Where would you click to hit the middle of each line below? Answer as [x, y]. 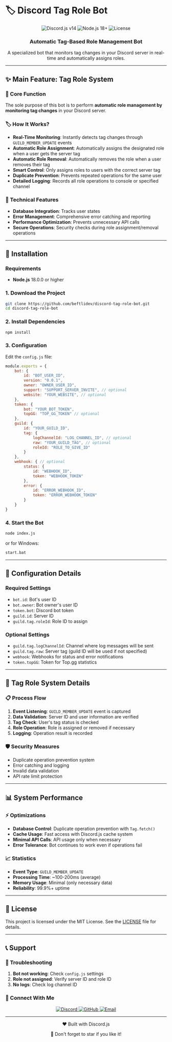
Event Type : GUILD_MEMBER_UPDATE [48, 872]
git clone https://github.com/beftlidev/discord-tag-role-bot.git [78, 304]
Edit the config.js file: [29, 356]
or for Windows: [22, 543]
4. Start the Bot [25, 523]
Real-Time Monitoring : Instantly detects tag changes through [78, 137]
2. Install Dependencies [35, 321]
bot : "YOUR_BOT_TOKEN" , [49, 409]
